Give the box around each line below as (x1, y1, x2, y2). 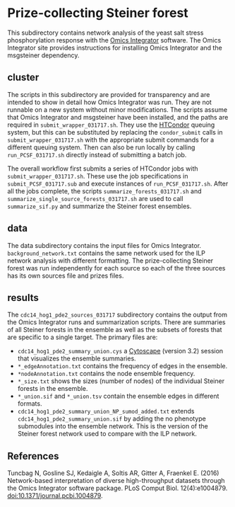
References (7, 450, 59, 462)
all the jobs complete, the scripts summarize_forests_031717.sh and (7, 186, 203, 195)
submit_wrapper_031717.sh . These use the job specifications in (7, 171, 188, 180)
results (7, 292, 39, 304)
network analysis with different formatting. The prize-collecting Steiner (7, 256, 214, 265)
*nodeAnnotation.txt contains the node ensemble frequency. (17, 370, 195, 378)
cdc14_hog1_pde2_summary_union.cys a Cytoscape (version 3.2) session (17, 347, 224, 355)
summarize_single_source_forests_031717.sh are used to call (7, 194, 183, 203)
